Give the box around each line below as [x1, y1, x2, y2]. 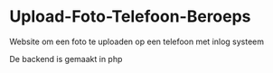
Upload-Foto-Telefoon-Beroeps [9, 6, 251, 27]
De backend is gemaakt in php [9, 53, 123, 64]
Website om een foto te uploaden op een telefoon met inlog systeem [9, 36, 265, 47]
